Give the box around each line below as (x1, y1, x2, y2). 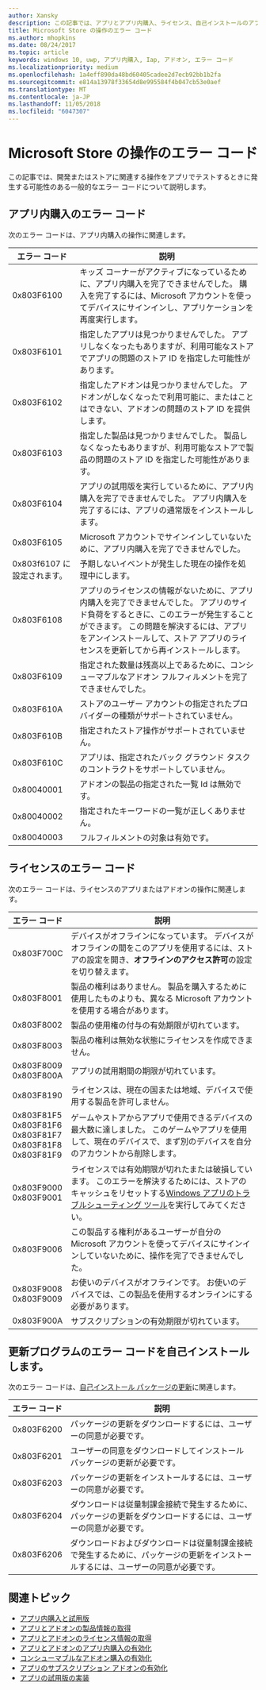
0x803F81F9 (12, 1149, 63, 1160)
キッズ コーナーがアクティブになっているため (79, 266, 248, 277)
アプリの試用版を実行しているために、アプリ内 (79, 480, 254, 492)
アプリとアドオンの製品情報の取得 (19, 1623, 131, 1633)
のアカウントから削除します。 (70, 1148, 181, 1159)
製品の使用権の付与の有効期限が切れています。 (70, 1020, 245, 1031)
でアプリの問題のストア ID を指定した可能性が (79, 353, 251, 364)
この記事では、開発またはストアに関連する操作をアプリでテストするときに (8, 172, 251, 181)
